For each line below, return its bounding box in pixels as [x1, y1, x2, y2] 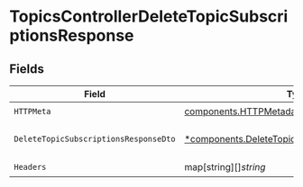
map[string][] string [184, 160, 266, 173]
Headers [14, 162, 47, 172]
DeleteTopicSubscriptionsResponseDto [14, 134, 176, 144]
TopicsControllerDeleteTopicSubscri [9, 6, 289, 27]
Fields [9, 61, 45, 76]
